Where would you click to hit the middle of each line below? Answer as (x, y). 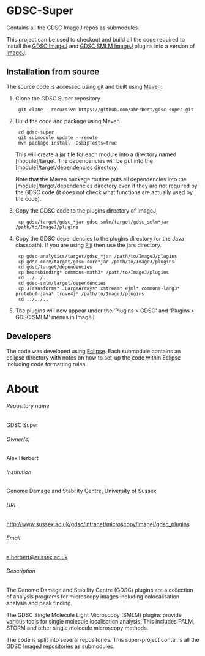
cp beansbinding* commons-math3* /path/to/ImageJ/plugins (94, 272)
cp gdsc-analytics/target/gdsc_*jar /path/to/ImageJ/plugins (98, 256)
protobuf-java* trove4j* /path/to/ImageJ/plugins (80, 294)
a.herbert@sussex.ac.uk (37, 557)
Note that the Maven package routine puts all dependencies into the (101, 179)
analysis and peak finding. (39, 603)
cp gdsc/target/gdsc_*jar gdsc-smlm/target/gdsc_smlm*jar (94, 222)
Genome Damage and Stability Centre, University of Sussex (81, 491)
